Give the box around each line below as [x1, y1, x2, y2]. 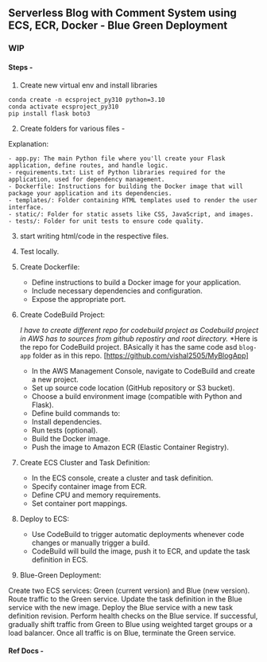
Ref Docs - [8, 646, 44, 656]
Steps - [8, 62, 33, 72]
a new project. [31, 374, 79, 384]
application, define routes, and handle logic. [8, 161, 169, 170]
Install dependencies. [31, 417, 102, 426]
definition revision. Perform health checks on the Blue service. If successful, [8, 611, 258, 621]
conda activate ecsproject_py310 [8, 103, 119, 111]
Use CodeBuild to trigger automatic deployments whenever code [31, 529, 245, 539]
